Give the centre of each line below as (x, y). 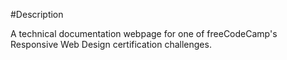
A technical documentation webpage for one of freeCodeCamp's (144, 33)
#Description (37, 14)
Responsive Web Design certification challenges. (111, 44)
